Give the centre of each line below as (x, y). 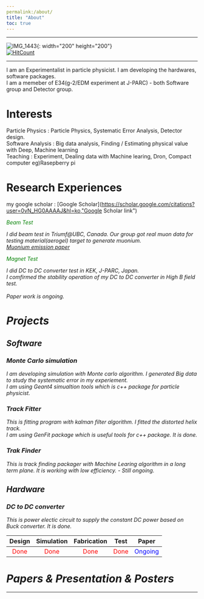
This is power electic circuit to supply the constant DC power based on (95, 520)
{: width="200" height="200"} (74, 46)
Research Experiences (64, 187)
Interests (29, 114)
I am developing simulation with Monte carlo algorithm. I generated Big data (102, 374)
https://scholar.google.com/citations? (148, 205)
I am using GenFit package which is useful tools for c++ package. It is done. (102, 435)
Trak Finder (24, 451)
